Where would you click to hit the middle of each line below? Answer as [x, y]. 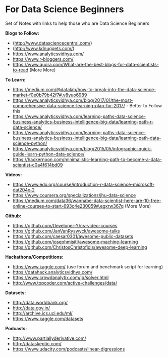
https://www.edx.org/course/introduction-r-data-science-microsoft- [83, 184]
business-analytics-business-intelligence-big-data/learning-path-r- [83, 122]
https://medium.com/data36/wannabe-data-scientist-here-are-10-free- [87, 201]
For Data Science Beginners [65, 9]
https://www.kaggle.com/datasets [48, 319]
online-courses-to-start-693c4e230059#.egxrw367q [68, 206]
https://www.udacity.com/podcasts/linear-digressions [69, 349]
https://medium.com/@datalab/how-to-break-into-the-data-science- [84, 89]
